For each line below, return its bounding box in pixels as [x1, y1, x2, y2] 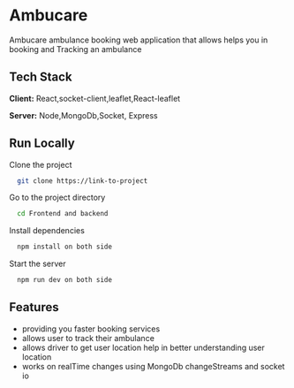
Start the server [9, 258, 66, 270]
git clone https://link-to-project [17, 176, 148, 186]
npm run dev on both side [17, 276, 113, 285]
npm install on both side [17, 242, 113, 252]
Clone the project [9, 159, 72, 170]
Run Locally [9, 136, 75, 151]
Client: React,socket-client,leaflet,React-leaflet [9, 93, 181, 103]
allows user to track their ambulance [21, 332, 155, 343]
